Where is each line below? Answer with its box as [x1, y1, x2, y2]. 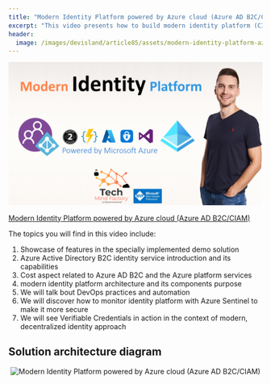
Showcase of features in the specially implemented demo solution [19, 244, 240, 254]
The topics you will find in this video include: [8, 228, 156, 238]
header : [8, 30, 35, 38]
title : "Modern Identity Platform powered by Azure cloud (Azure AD [8, 13, 244, 21]
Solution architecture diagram [8, 345, 162, 359]
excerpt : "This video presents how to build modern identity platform [8, 21, 251, 30]
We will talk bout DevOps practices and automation [19, 287, 190, 297]
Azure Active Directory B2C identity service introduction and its [19, 253, 231, 262]
